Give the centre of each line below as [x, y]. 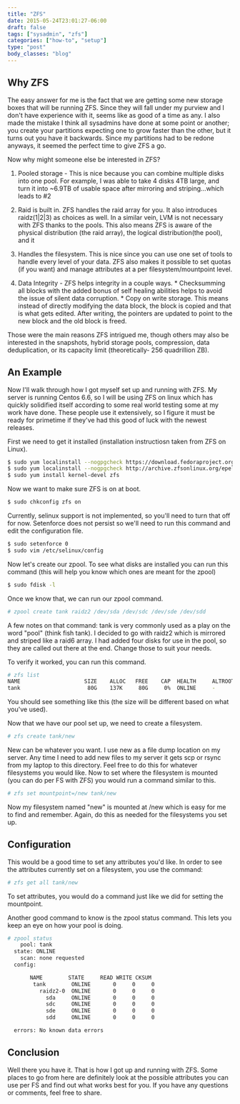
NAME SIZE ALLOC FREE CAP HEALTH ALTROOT [121, 682]
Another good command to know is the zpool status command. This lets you [120, 918]
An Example [35, 372]
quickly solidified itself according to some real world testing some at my [113, 405]
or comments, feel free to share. [55, 1093]
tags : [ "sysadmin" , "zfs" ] [47, 34]
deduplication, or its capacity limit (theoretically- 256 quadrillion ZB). [108, 350]
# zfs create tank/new [41, 736]
